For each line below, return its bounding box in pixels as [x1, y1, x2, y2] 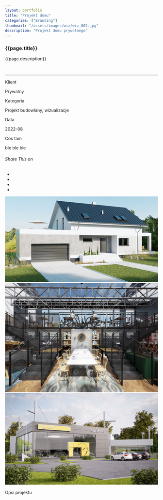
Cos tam [5, 136, 22, 142]
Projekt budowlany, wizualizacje [5, 107, 69, 113]
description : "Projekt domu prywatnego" [5, 28, 88, 33]
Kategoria [5, 98, 25, 104]
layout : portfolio [5, 8, 42, 13]
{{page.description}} [5, 56, 47, 62]
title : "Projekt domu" [5, 13, 51, 18]
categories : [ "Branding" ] [5, 18, 57, 23]
